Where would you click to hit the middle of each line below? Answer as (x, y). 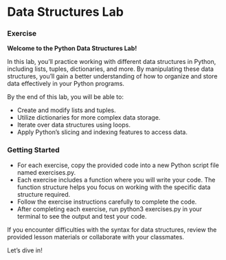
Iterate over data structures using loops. (74, 125)
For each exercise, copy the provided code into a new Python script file (118, 165)
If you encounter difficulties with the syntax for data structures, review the (112, 229)
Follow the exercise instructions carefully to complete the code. (107, 202)
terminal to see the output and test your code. (82, 216)
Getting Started (33, 150)
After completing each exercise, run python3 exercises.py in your (110, 209)
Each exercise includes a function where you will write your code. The (116, 180)
